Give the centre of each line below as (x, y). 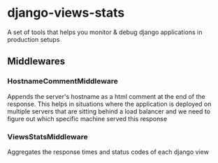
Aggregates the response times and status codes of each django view (108, 152)
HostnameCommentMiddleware (63, 81)
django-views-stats (66, 13)
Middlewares (36, 62)
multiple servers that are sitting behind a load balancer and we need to (109, 111)
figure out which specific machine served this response (87, 118)
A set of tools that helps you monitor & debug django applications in (105, 32)
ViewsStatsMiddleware (48, 137)
